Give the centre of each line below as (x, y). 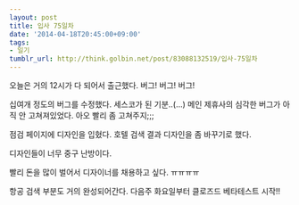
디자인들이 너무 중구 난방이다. (61, 153)
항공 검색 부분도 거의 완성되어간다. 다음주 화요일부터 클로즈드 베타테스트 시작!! (145, 191)
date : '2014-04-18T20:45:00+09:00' (75, 34)
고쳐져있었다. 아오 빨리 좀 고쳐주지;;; (91, 115)
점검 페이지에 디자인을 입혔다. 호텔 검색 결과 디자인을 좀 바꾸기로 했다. (130, 134)
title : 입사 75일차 (42, 26)
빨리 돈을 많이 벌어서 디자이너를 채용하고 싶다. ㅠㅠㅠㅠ (104, 172)
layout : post (33, 17)
